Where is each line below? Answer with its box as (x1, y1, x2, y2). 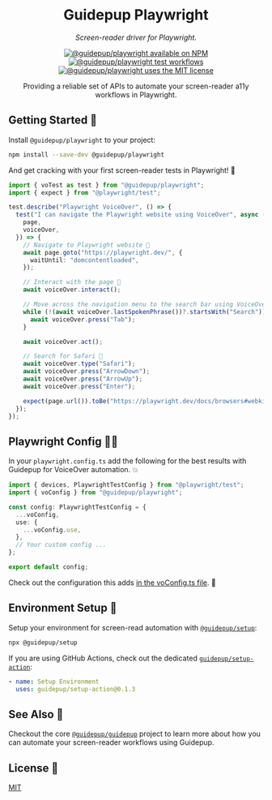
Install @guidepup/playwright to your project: (8, 135, 156, 144)
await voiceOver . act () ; (23, 338, 104, 346)
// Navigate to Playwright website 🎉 (23, 241, 151, 249)
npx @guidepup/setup (8, 639, 79, 647)
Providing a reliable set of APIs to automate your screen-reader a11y (23, 81, 249, 91)
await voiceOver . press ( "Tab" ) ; (29, 315, 136, 324)
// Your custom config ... (15, 541, 107, 549)
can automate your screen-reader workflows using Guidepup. (8, 738, 215, 747)
